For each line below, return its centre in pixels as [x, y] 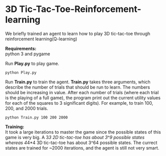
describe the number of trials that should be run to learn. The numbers [78, 87]
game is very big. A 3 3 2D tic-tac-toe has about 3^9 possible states [75, 137]
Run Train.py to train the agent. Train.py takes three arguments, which [78, 82]
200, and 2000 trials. [27, 108]
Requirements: [21, 48]
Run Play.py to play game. [32, 63]
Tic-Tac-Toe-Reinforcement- [80, 9]
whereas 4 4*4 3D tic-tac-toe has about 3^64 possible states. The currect [81, 143]
